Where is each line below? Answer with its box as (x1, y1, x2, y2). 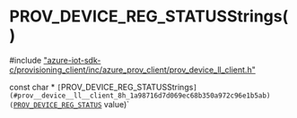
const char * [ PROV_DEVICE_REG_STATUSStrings (9, 81, 194, 92)
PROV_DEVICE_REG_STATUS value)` (13, 98, 130, 109)
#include (9, 55, 42, 65)
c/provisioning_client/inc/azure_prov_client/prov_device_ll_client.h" (9, 64, 256, 75)
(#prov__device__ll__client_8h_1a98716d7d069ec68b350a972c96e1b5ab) (9, 91, 271, 100)
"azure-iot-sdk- (43, 55, 101, 65)
